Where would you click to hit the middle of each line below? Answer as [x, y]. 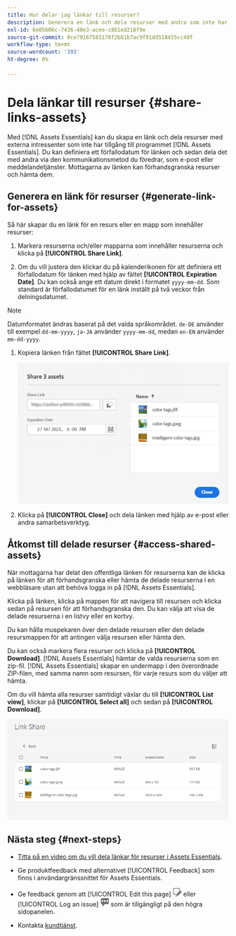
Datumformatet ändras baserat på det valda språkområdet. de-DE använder [116, 324]
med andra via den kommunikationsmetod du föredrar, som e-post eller [111, 159]
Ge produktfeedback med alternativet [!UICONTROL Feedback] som [116, 870]
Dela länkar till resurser [77, 102]
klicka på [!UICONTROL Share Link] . [70, 253]
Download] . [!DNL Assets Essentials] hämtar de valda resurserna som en [113, 658]
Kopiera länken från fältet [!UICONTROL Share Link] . [94, 353]
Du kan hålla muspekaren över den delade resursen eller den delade [106, 629]
